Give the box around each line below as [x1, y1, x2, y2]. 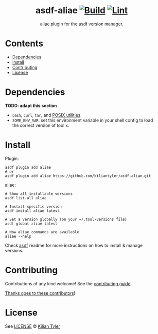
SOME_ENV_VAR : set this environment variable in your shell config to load [12, 117, 153, 123]
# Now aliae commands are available [5, 229, 79, 234]
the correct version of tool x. [12, 122, 70, 128]
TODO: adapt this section [5, 103, 57, 108]
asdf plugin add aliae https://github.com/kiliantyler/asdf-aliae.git [5, 173, 151, 178]
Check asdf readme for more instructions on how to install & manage [5, 242, 143, 248]
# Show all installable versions [5, 191, 73, 196]
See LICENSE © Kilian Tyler [5, 323, 60, 329]
